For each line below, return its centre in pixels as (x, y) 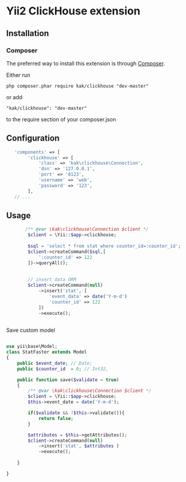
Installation (28, 33)
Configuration (33, 139)
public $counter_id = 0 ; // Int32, (63, 369)
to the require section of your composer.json (61, 119)
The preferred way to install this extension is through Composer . (85, 63)
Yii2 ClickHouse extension (73, 11)
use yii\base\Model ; (32, 347)
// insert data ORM (52, 280)
